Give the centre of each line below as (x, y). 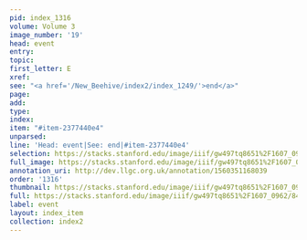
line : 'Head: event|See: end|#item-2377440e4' (100, 145)
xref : (20, 78)
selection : (30, 153)
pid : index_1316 (40, 18)
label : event (34, 205)
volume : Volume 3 (42, 26)
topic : (22, 60)
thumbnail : (30, 188)
